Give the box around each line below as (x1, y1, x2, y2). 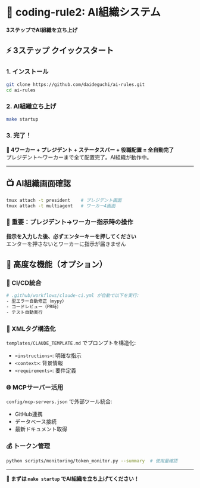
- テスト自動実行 (6, 309, 43, 315)
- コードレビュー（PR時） (6, 304, 61, 310)
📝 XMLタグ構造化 (6, 324, 56, 333)
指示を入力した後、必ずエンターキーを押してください (6, 232, 137, 240)
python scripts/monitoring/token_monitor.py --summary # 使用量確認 (6, 458, 178, 464)
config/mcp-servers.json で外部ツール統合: (6, 398, 112, 405)
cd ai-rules (6, 87, 36, 93)
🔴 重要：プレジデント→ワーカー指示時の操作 (6, 218, 134, 226)
